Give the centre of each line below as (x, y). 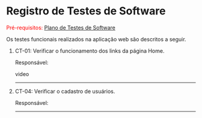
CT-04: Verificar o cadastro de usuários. (65, 91)
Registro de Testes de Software (86, 11)
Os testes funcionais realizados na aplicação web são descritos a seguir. (96, 39)
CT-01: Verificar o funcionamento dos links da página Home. (90, 51)
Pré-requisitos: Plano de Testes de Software (61, 28)
